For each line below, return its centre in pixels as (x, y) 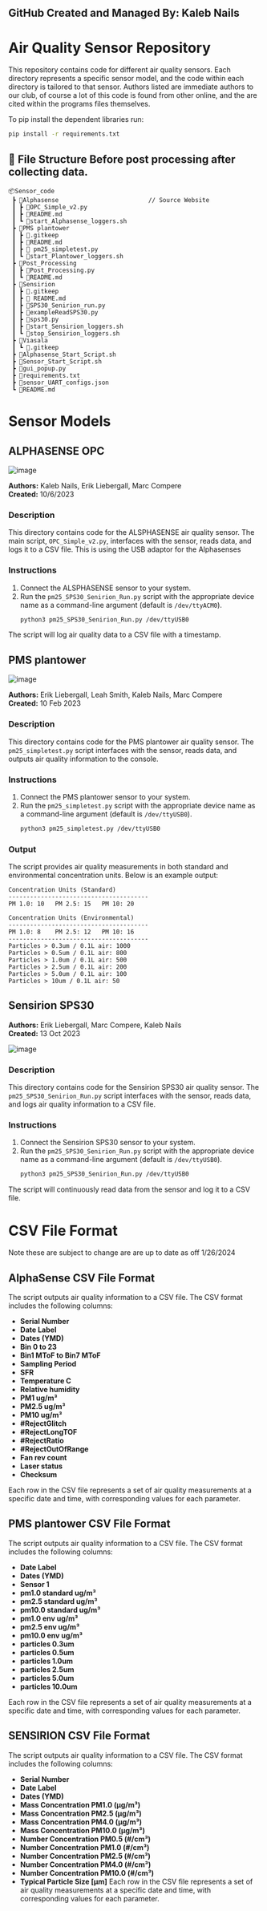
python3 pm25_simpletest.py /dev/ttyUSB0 (90, 828)
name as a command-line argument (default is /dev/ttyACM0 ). (121, 605)
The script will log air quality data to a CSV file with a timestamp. (115, 635)
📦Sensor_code (31, 192)
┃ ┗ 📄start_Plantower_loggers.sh (68, 257)
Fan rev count (43, 1458)
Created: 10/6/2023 (41, 494)
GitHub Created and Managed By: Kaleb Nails (124, 13)
